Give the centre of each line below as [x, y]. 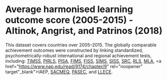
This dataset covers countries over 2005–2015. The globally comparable [81, 45]
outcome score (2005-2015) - [69, 20]
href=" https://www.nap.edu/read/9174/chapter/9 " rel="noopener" [74, 66]
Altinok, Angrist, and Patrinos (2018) [84, 31]
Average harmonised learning [69, 9]
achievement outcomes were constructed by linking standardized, [74, 50]
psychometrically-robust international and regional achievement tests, [78, 55]
